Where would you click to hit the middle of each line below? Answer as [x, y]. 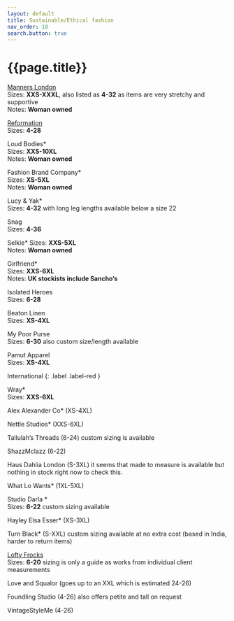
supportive [23, 102]
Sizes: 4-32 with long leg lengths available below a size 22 [92, 208]
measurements [29, 570]
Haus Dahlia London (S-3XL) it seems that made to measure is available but [116, 465]
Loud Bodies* [27, 144]
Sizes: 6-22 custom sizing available [58, 507]
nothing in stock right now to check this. [65, 472]
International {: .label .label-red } [54, 376]
